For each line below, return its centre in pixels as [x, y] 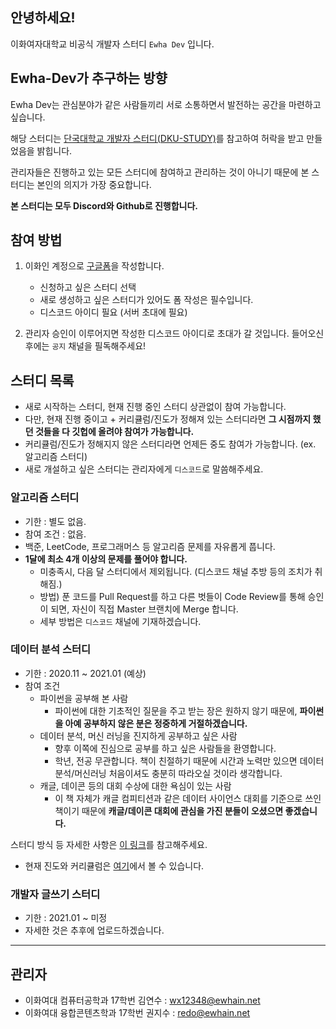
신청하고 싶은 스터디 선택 [88, 287]
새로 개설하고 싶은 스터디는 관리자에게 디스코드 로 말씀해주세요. [144, 469]
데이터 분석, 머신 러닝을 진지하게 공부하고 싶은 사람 [138, 735]
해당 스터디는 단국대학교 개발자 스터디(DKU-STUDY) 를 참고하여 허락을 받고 [157, 138]
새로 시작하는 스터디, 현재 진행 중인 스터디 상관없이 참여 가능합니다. [155, 407]
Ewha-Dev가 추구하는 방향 [89, 78]
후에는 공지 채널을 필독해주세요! [85, 346]
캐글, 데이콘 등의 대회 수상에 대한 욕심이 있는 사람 [135, 785]
